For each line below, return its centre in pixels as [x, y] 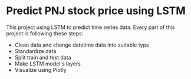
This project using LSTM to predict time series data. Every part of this [90, 27]
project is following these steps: [45, 33]
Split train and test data [43, 57]
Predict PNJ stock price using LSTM [96, 11]
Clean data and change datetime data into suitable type [82, 45]
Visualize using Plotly [40, 70]
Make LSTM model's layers [47, 64]
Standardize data [35, 51]
